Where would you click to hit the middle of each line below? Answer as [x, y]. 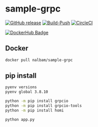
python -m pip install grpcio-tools [43, 106]
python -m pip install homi [35, 110]
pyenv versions [21, 87]
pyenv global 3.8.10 [27, 92]
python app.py [20, 119]
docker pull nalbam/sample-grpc [39, 60]
